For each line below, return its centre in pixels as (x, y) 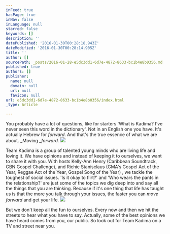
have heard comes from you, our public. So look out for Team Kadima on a (83, 221)
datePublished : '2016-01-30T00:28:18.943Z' (53, 43)
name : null (22, 81)
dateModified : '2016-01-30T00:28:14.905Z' (51, 48)
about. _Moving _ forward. (32, 141)
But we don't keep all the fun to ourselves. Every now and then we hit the (82, 210)
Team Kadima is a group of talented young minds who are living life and (81, 150)
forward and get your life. (32, 200)
